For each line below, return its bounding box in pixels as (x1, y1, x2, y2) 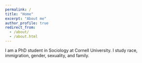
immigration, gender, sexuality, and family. (5, 52, 90, 58)
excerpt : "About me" (5, 16, 47, 21)
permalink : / (5, 7, 32, 12)
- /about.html (9, 34, 38, 39)
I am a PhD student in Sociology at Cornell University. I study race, (5, 47, 138, 53)
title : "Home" (5, 12, 34, 16)
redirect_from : (5, 25, 36, 30)
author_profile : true (5, 20, 49, 26)
